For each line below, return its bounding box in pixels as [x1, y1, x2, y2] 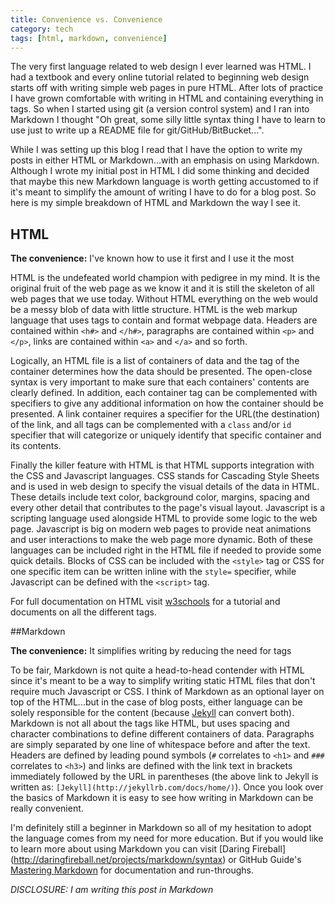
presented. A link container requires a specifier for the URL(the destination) [10, 408, 321, 420]
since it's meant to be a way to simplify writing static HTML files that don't [10, 675, 316, 687]
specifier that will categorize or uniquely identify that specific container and [10, 429, 322, 441]
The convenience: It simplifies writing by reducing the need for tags [10, 645, 292, 657]
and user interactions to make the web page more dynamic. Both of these [10, 534, 313, 546]
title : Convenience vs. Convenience [10, 14, 163, 25]
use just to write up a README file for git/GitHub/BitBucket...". [10, 124, 265, 136]
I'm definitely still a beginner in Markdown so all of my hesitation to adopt [10, 822, 312, 834]
